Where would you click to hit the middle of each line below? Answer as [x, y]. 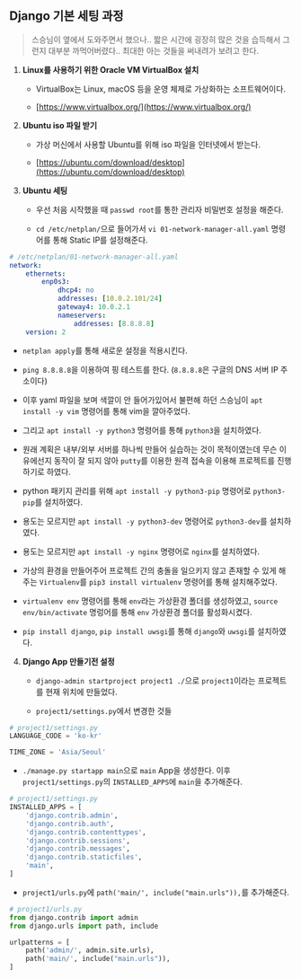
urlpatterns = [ [40, 942]
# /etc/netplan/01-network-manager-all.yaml [94, 257]
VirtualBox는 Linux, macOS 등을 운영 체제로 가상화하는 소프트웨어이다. [160, 89]
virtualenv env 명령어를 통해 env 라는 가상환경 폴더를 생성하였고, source [150, 601]
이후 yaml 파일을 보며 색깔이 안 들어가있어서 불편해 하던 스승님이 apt [142, 400]
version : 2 [46, 332]
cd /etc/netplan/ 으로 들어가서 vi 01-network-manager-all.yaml [152, 228]
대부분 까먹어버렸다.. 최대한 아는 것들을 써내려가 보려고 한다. [154, 50]
